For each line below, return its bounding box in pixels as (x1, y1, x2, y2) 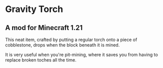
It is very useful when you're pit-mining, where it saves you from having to (5, 51, 158, 57)
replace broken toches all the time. (5, 57, 76, 63)
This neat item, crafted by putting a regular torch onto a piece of (5, 36, 137, 42)
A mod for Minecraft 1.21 (5, 23, 83, 32)
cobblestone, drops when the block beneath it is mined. (5, 42, 120, 48)
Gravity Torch (5, 3, 63, 15)
